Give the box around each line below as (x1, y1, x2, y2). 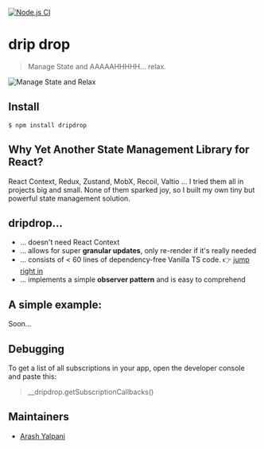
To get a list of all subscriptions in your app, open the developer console (8, 363, 245, 373)
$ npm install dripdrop (8, 121, 87, 129)
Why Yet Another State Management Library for (8, 143, 250, 157)
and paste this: (8, 372, 57, 381)
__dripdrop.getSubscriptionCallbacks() (27, 387, 154, 396)
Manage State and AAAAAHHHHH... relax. (27, 61, 167, 71)
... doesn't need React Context (19, 237, 120, 247)
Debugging (8, 342, 65, 356)
